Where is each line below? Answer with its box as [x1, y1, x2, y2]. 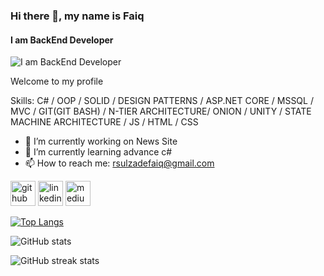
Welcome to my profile [10, 75, 104, 88]
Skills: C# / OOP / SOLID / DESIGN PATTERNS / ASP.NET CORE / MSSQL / [10, 95, 314, 107]
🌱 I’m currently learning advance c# [24, 146, 173, 158]
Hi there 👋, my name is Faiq [10, 9, 145, 23]
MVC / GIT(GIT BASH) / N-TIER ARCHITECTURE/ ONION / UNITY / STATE [10, 105, 312, 118]
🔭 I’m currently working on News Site [24, 135, 178, 148]
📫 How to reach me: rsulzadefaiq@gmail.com [24, 157, 215, 169]
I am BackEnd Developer [10, 34, 114, 46]
